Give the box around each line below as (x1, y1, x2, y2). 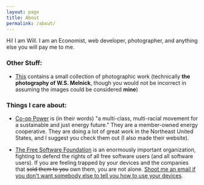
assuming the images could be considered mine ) (15, 85, 138, 93)
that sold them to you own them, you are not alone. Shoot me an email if (15, 165, 196, 173)
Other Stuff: (6, 59, 43, 67)
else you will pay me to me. (6, 43, 75, 51)
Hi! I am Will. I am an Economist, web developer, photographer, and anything (6, 37, 198, 45)
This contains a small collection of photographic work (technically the (15, 73, 191, 80)
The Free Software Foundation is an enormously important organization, (15, 146, 196, 153)
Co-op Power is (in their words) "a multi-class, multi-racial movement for (15, 114, 198, 122)
